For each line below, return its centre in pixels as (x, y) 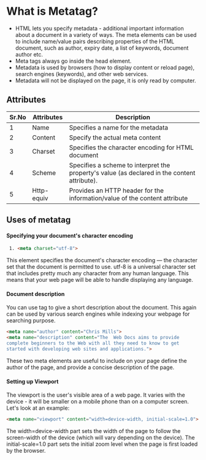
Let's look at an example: (38, 408)
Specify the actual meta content (115, 138)
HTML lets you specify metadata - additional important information (99, 28)
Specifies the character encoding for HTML (132, 147)
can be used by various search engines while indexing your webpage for (98, 314)
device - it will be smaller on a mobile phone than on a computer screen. (97, 402)
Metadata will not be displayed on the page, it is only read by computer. (105, 80)
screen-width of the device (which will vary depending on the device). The (101, 438)
